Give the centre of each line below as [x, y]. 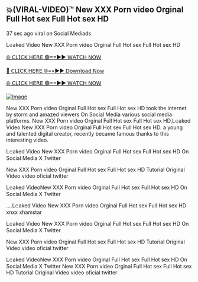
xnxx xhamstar [24, 212]
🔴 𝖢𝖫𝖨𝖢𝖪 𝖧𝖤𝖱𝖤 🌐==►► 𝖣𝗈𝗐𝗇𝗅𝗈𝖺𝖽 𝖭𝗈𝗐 [55, 70]
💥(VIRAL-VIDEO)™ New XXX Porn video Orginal [95, 10]
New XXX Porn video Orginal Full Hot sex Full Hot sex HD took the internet [96, 108]
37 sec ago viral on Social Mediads [49, 33]
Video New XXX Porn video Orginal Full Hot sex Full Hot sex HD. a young [95, 127]
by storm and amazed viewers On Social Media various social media [89, 114]
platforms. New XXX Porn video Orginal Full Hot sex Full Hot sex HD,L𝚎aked [98, 120]
